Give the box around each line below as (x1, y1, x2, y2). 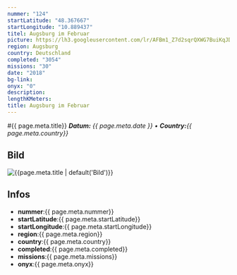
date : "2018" (7, 69, 46, 76)
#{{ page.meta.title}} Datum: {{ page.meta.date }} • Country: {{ (7, 121, 193, 130)
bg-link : (7, 75, 33, 83)
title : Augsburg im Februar (7, 102, 90, 109)
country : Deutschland (7, 50, 71, 57)
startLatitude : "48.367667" (7, 17, 90, 24)
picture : (7, 37, 33, 44)
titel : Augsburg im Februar (7, 30, 90, 37)
